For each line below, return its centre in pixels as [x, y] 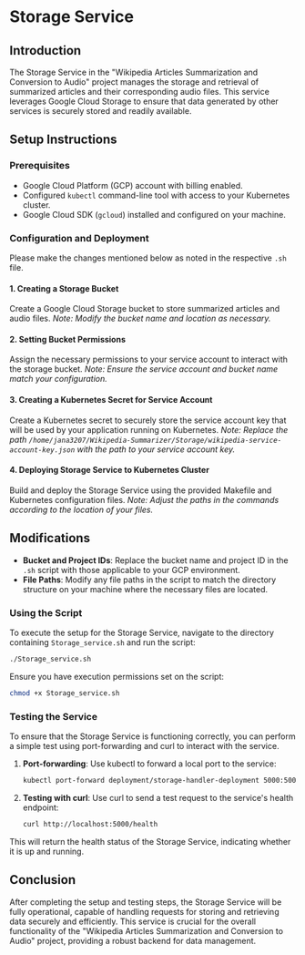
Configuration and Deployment [79, 238]
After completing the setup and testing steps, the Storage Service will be [146, 902]
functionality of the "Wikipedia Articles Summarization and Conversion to [147, 930]
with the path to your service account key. [156, 449]
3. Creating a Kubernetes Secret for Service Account [111, 399]
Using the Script [46, 612]
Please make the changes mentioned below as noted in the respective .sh [148, 258]
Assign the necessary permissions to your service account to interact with [149, 359]
